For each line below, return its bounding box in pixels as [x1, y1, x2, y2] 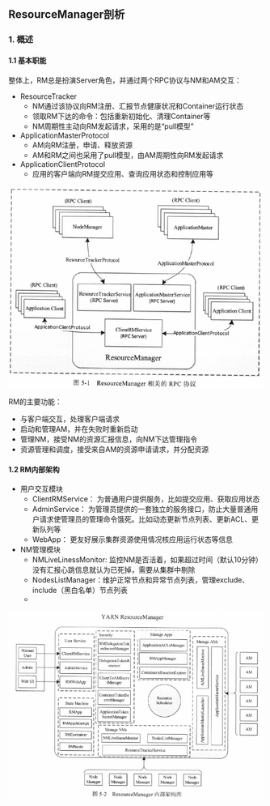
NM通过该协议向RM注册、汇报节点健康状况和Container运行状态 [32, 100, 244, 111]
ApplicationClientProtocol [19, 159, 106, 168]
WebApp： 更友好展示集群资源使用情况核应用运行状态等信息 [32, 535, 233, 544]
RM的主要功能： [8, 397, 62, 407]
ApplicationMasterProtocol [19, 130, 110, 140]
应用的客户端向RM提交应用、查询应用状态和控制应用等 [32, 168, 214, 178]
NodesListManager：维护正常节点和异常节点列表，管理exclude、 [32, 575, 250, 585]
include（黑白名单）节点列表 [32, 586, 128, 595]
